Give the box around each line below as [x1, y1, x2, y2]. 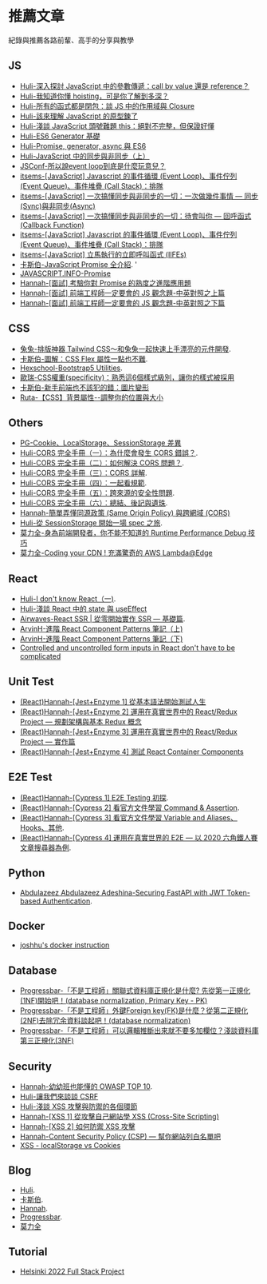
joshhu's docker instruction [19, 940, 110, 950]
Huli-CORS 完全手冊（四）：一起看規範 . [19, 478, 147, 488]
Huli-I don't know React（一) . [19, 594, 116, 604]
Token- [226, 887, 251, 897]
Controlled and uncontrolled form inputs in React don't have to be [19, 643, 235, 652]
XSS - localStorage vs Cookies [19, 1141, 121, 1150]
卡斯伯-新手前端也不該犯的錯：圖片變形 [19, 382, 150, 392]
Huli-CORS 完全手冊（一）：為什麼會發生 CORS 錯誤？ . [19, 449, 198, 458]
